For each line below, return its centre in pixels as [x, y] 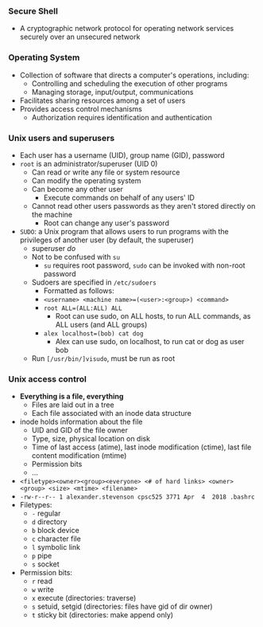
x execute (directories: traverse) [84, 598]
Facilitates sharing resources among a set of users [102, 100]
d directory [49, 522]
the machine [52, 214]
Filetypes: [36, 505]
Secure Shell [33, 11]
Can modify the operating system [86, 180]
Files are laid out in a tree [73, 405]
